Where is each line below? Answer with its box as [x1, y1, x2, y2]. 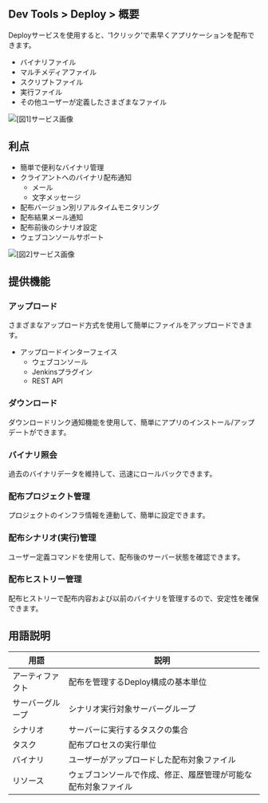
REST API [31, 376, 64, 386]
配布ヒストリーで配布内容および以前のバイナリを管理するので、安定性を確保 [8, 593, 259, 603]
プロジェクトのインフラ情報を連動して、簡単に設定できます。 [8, 510, 210, 520]
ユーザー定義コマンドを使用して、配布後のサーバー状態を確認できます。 [8, 552, 245, 561]
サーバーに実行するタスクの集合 [68, 724, 189, 735]
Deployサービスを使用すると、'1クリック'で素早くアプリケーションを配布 [8, 30, 248, 40]
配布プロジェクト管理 [8, 490, 90, 501]
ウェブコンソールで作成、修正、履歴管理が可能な [68, 769, 253, 780]
